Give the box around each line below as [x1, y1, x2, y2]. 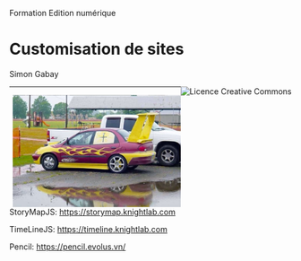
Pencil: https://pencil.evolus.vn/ [9, 241, 126, 252]
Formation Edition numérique [9, 8, 116, 18]
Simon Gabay [9, 68, 59, 79]
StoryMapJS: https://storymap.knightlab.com [9, 206, 176, 218]
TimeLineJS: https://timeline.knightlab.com [9, 224, 168, 235]
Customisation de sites [9, 39, 185, 59]
